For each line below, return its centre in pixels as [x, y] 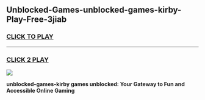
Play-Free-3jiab [37, 20]
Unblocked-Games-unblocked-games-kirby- [94, 10]
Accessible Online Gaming [41, 90]
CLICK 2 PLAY [27, 59]
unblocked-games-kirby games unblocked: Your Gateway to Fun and [95, 84]
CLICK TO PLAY [30, 37]
